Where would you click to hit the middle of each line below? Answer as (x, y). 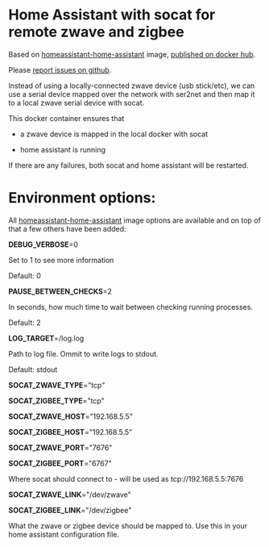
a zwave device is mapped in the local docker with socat (114, 134)
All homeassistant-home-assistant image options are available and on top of (135, 220)
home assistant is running (63, 149)
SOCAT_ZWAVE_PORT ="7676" (60, 447)
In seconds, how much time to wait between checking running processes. (131, 307)
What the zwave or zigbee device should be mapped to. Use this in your (128, 525)
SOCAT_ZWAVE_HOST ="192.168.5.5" (70, 416)
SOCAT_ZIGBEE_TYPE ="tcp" (56, 400)
